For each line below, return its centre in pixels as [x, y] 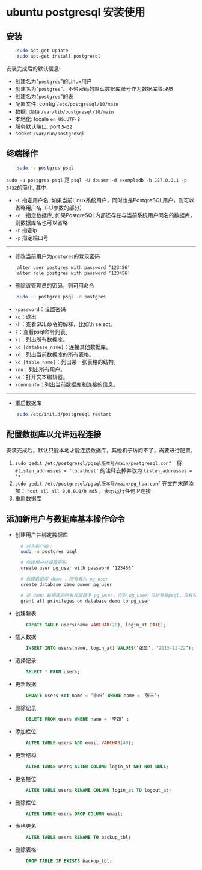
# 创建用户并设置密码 [44, 563]
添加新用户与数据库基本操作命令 [66, 519]
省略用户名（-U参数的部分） [50, 208]
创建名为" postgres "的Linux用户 [53, 81]
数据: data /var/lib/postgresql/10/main [64, 111]
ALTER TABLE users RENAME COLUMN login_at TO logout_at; [99, 790]
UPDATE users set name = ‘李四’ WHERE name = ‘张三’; [93, 696]
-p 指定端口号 [32, 238]
